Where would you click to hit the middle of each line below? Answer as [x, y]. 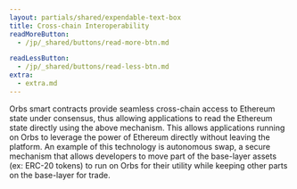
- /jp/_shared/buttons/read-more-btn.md [93, 42]
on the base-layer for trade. [60, 175]
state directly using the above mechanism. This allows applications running [147, 127]
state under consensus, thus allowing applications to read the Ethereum [141, 118]
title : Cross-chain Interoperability [79, 26]
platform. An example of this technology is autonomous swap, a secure [140, 146]
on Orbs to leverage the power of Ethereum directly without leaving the [140, 137]
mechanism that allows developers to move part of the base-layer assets [143, 156]
